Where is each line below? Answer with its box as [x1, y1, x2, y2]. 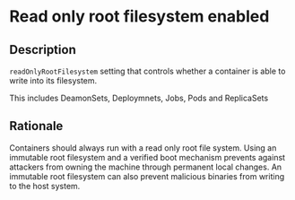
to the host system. [9, 180, 81, 191]
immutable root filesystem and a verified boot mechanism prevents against [9, 152, 285, 162]
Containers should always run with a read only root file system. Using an [9, 142, 277, 153]
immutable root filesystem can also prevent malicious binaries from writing [9, 170, 285, 181]
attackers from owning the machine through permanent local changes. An [9, 161, 282, 172]
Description [9, 42, 76, 57]
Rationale [9, 118, 64, 134]
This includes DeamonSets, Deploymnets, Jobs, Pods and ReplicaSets [9, 92, 269, 103]
